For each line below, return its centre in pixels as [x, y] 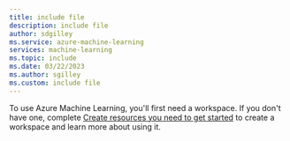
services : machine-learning [61, 50]
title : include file [47, 17]
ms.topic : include [43, 58]
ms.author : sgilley [45, 75]
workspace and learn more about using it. [85, 126]
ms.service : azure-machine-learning [76, 42]
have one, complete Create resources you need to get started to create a [142, 117]
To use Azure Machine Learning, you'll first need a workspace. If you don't [145, 108]
